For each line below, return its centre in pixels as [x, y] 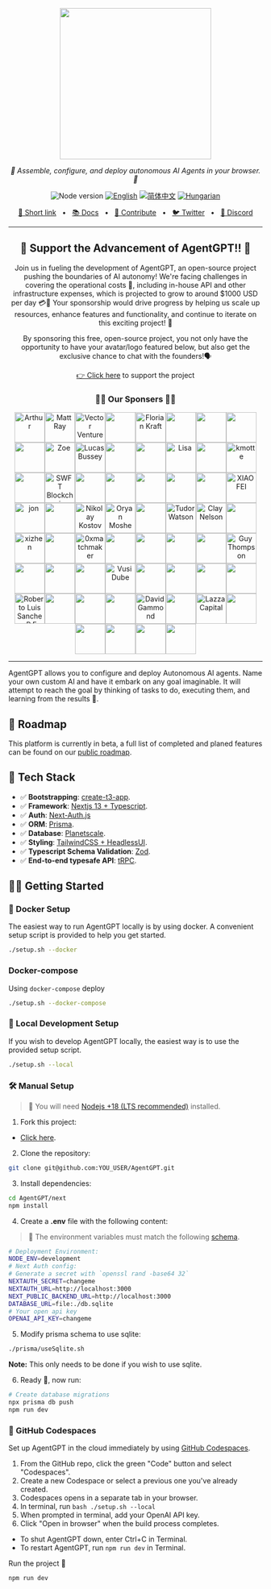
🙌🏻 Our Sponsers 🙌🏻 [135, 399]
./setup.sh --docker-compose [57, 1003]
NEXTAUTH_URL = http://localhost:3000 [70, 1289]
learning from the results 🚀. [54, 699]
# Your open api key [43, 1311]
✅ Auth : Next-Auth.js [55, 815]
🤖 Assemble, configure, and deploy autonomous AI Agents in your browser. [135, 171]
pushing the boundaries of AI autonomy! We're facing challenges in [135, 276]
